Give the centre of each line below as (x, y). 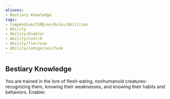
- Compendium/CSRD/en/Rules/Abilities (47, 24)
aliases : (15, 10)
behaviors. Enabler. (26, 92)
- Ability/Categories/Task (34, 48)
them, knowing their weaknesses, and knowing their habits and (98, 87)
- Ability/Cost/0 (24, 39)
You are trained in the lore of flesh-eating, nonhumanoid (65, 81)
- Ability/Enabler (25, 34)
